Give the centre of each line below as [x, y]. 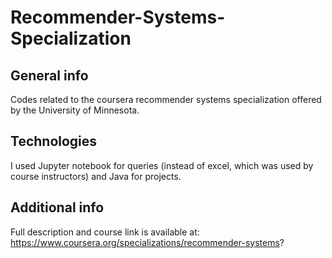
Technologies [54, 141]
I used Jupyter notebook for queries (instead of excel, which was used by [162, 165]
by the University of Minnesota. [75, 110]
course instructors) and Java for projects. [96, 176]
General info [49, 75]
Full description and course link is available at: [105, 232]
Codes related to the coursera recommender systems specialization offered [166, 99]
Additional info [57, 207]
